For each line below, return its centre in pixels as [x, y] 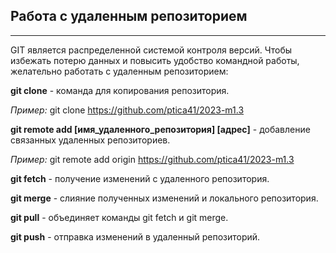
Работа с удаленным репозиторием [129, 16]
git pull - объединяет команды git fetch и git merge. [119, 217]
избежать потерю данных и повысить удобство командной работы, [155, 60]
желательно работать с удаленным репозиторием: [119, 71]
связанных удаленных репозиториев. [90, 140]
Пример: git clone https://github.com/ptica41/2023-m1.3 [127, 110]
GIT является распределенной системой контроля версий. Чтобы [151, 50]
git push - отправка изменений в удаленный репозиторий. [135, 236]
